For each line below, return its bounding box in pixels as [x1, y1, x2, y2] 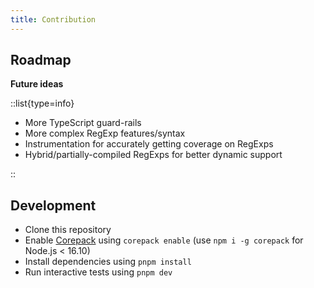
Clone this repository [24, 224, 112, 236]
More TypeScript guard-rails [24, 117, 142, 129]
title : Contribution [10, 14, 97, 25]
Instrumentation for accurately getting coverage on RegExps [24, 138, 274, 150]
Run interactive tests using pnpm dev [24, 266, 173, 278]
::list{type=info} [10, 97, 75, 110]
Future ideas [10, 78, 64, 90]
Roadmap [10, 52, 72, 69]
